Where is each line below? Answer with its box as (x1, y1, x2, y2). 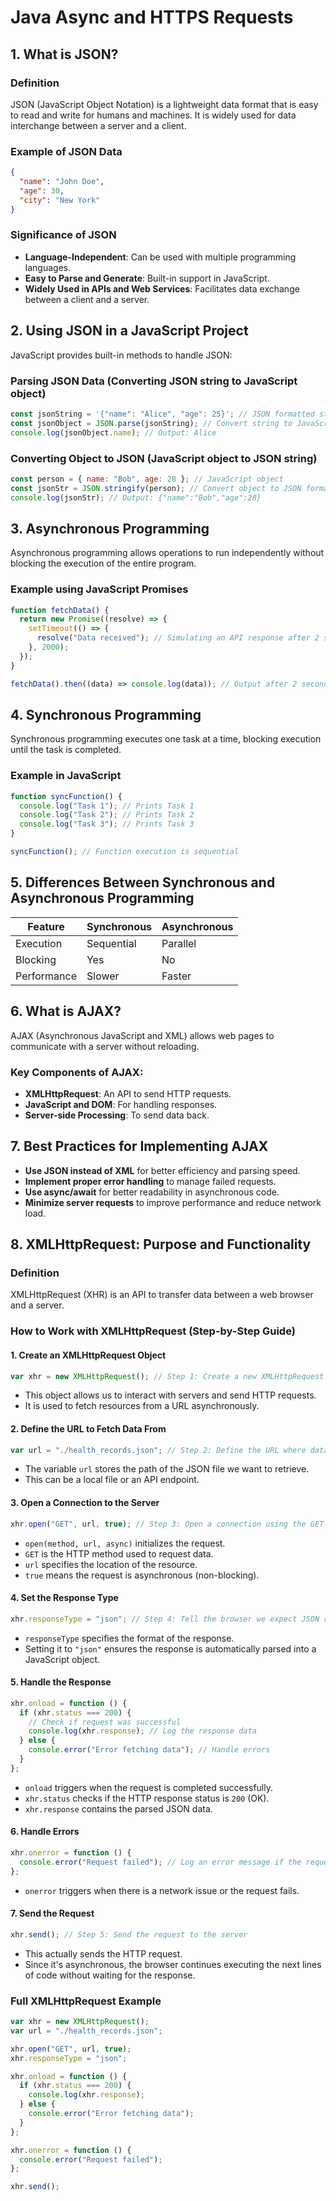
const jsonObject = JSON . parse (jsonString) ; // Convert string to (10, 418, 293, 428)
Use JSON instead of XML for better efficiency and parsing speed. (24, 1164, 301, 1176)
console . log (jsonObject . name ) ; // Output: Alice (10, 427, 217, 438)
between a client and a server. (24, 293, 150, 305)
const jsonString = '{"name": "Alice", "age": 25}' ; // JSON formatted (10, 409, 315, 419)
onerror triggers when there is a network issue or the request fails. (24, 1884, 300, 1896)
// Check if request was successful (28, 1717, 182, 1727)
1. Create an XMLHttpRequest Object (10, 1349, 167, 1361)
